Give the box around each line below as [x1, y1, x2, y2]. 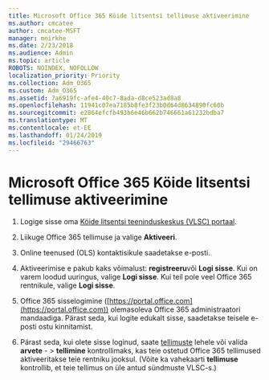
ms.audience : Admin [8, 49, 74, 57]
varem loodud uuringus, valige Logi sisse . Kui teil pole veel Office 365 [19, 272, 252, 282]
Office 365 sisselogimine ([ [19, 296, 110, 306]
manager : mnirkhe [8, 34, 67, 43]
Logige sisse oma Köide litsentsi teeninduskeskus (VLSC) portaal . [19, 217, 237, 227]
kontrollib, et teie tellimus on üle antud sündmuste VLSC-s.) [19, 363, 217, 373]
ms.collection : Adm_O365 [8, 79, 92, 87]
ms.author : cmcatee [8, 19, 74, 27]
